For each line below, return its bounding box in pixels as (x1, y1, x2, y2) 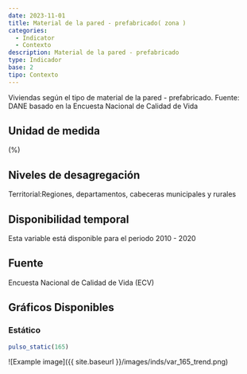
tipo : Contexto (8, 71, 59, 79)
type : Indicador (8, 56, 62, 64)
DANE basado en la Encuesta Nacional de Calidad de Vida (8, 101, 199, 111)
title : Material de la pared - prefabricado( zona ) (8, 19, 187, 27)
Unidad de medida (8, 124, 101, 138)
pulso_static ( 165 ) (8, 343, 69, 351)
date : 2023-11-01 (8, 11, 66, 20)
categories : (8, 26, 48, 34)
